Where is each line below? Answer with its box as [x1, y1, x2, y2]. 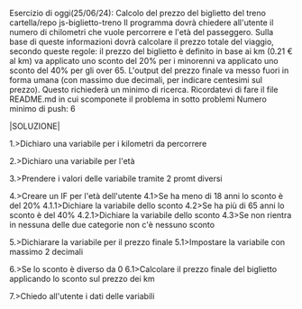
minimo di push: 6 [9, 104, 76, 114]
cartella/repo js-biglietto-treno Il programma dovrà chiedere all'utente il [9, 17, 274, 28]
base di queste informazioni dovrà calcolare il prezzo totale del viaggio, [9, 36, 275, 47]
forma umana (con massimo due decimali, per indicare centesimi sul [9, 75, 263, 85]
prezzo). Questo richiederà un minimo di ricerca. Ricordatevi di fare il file [9, 85, 279, 95]
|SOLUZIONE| [9, 121, 60, 132]
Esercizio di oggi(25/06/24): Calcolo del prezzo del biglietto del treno [9, 8, 266, 18]
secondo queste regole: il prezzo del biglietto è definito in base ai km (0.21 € [9, 46, 293, 57]
